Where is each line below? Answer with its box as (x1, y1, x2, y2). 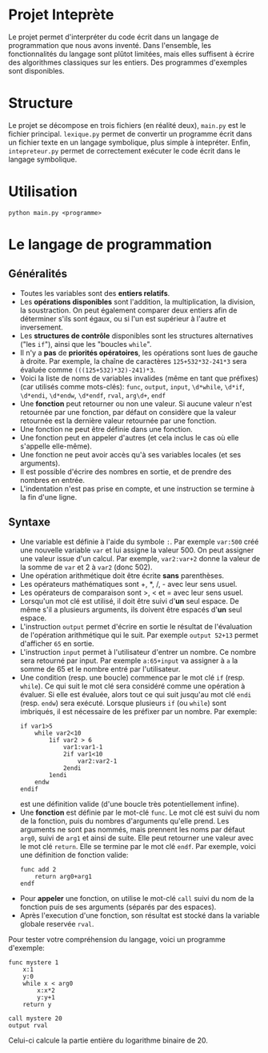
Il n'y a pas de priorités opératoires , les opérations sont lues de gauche (19, 348, 258, 357)
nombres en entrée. (19, 475, 86, 485)
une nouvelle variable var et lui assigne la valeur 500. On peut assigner (19, 545, 254, 555)
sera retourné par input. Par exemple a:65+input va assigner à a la (19, 656, 238, 665)
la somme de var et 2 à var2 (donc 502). (19, 562, 153, 572)
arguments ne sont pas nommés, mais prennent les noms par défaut (19, 824, 246, 834)
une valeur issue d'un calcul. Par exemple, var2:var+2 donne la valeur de (19, 553, 261, 563)
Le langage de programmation (8, 236, 212, 253)
